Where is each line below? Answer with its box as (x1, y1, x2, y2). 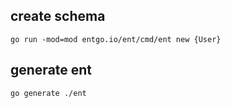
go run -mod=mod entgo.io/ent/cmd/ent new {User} (10, 34, 222, 44)
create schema (10, 8, 106, 25)
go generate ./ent (10, 88, 87, 98)
